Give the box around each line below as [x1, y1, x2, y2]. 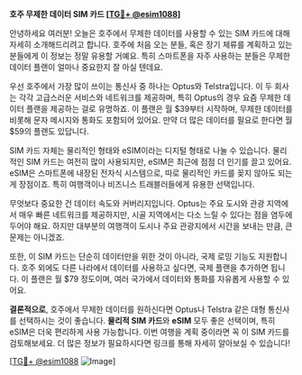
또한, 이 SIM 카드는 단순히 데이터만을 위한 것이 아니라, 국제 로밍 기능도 [9, 252, 257, 261]
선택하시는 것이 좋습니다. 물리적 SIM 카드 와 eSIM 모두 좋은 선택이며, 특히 [18, 316, 276, 325]
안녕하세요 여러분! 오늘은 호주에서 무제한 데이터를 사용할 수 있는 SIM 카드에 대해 [9, 28, 290, 39]
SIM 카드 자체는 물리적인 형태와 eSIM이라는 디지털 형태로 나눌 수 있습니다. [9, 145, 270, 156]
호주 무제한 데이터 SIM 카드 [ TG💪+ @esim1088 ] [9, 9, 181, 19]
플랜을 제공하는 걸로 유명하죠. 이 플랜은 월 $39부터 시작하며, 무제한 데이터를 [25, 104, 293, 114]
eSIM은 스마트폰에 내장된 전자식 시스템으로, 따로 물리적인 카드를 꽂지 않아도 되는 [9, 168, 293, 178]
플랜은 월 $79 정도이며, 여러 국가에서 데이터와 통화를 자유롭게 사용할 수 [30, 274, 281, 284]
